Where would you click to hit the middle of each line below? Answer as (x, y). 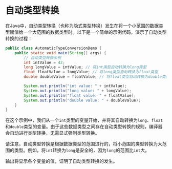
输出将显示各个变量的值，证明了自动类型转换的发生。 (61, 161)
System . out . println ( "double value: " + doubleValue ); (82, 100)
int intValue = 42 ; (45, 62)
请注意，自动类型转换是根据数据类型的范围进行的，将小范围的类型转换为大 (84, 144)
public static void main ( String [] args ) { (60, 53)
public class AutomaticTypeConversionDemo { (53, 48)
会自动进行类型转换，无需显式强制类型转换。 (52, 133)
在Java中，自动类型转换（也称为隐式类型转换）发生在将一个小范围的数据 (82, 26)
